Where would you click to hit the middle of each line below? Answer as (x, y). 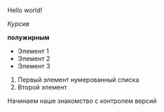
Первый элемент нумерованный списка (78, 80)
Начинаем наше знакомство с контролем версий (82, 101)
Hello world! (25, 10)
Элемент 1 (33, 51)
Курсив (18, 24)
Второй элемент (42, 87)
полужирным (28, 37)
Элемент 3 (34, 66)
